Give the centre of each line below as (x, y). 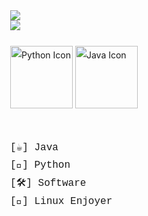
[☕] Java (34, 147)
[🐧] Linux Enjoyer (61, 201)
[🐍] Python (40, 165)
